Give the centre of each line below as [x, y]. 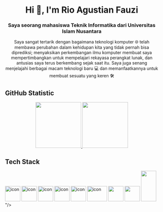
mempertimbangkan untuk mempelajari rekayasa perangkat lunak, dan [82, 58]
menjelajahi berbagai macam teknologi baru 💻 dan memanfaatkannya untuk [82, 68]
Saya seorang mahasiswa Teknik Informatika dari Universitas [82, 25]
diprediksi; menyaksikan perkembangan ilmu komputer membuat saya [82, 53]
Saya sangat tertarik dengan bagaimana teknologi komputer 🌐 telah [82, 42]
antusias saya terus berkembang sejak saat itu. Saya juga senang [82, 63]
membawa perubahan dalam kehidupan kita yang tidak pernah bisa [82, 47]
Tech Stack [22, 161]
